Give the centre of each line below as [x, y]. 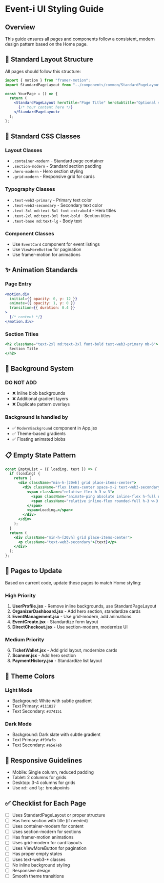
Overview [20, 27]
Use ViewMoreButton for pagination [47, 249]
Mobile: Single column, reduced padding [53, 772]
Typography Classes [30, 189]
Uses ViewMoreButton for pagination [49, 848]
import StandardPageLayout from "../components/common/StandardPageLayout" [84, 85]
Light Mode [19, 690]
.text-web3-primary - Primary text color [52, 200]
